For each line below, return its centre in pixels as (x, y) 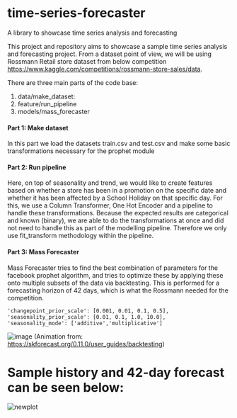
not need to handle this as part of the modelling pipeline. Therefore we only (117, 228)
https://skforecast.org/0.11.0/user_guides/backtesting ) (86, 344)
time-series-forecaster (76, 13)
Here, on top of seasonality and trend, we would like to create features (110, 183)
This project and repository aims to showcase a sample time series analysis (117, 46)
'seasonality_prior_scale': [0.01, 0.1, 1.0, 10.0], (87, 317)
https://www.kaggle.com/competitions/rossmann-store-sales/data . (105, 69)
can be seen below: (65, 387)
